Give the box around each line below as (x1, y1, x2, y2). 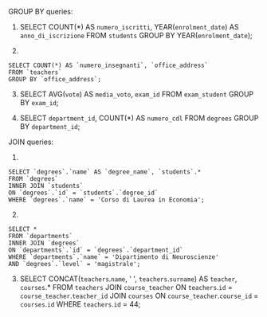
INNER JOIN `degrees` (8, 239, 80, 247)
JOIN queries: (8, 137, 54, 147)
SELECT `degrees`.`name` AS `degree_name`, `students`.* (8, 168, 202, 176)
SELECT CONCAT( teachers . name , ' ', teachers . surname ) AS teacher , (19, 274, 238, 284)
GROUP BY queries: (8, 7, 73, 16)
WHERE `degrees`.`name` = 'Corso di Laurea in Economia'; (8, 196, 205, 204)
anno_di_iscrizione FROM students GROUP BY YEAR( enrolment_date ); (19, 31, 253, 40)
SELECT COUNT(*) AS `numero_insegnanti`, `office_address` (8, 61, 209, 69)
